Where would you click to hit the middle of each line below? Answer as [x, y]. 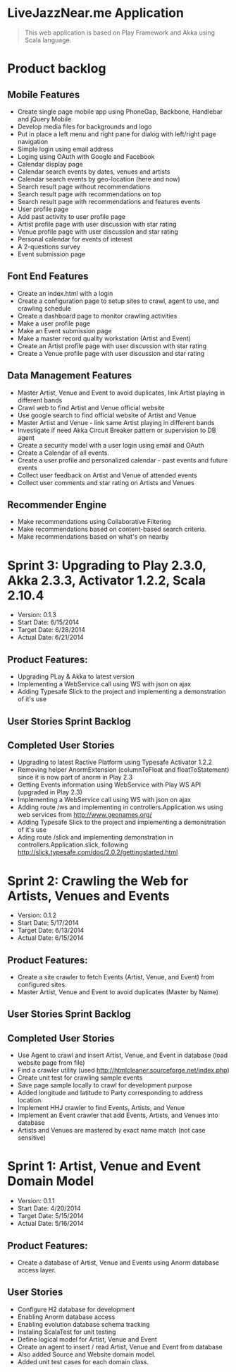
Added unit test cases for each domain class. [83, 1361]
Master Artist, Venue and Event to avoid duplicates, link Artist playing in [121, 393]
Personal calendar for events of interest [75, 239]
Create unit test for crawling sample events [80, 1078]
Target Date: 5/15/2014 [51, 1216]
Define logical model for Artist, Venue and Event [87, 1339]
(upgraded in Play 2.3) [50, 792]
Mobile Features [44, 94]
